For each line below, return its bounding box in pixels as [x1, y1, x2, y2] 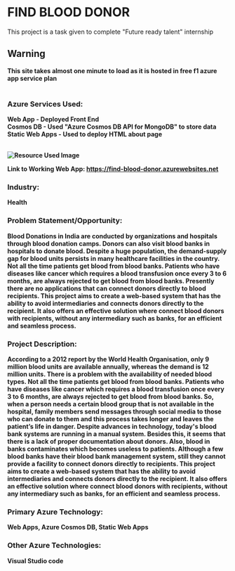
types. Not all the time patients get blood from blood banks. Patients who [7, 377, 224, 385]
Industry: [7, 182, 40, 192]
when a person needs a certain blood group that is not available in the [7, 399, 215, 408]
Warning [7, 48, 46, 60]
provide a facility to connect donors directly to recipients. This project [7, 459, 215, 468]
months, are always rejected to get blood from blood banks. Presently [7, 276, 215, 285]
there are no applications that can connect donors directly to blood [7, 284, 206, 293]
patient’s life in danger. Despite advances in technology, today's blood [7, 422, 217, 430]
